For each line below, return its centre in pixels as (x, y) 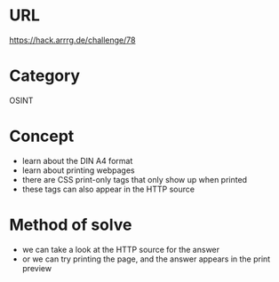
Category (45, 76)
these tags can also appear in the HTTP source (108, 189)
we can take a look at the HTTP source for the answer (121, 249)
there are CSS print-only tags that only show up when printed (134, 179)
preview (36, 268)
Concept (42, 136)
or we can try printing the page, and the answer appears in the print (146, 259)
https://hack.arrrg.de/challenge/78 (72, 40)
